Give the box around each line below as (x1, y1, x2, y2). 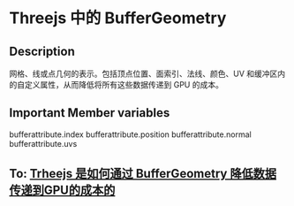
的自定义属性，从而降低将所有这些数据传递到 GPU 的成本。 (9, 80, 223, 89)
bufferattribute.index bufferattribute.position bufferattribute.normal (9, 129, 252, 140)
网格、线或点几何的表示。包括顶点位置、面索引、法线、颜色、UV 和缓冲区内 (9, 68, 286, 79)
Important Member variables (9, 105, 170, 120)
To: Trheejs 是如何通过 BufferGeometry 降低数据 (9, 166, 276, 181)
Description (9, 43, 75, 58)
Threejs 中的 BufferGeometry (9, 8, 227, 28)
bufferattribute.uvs (9, 138, 78, 149)
